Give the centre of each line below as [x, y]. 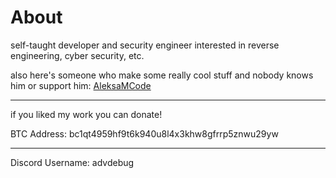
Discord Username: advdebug [72, 162]
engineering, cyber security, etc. [77, 55]
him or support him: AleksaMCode [81, 85]
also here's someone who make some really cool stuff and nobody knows [162, 75]
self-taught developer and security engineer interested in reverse [145, 45]
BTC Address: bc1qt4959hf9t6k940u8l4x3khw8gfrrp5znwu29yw [144, 133]
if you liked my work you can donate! [86, 114]
